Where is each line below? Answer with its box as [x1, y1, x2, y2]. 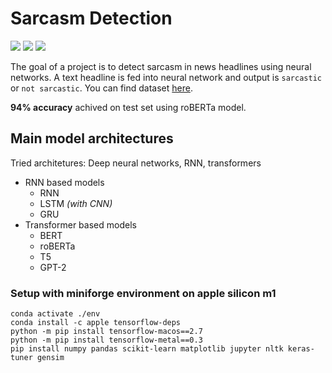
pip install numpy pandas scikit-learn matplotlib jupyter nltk [10, 344, 284, 354]
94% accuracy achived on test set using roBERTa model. [10, 101, 247, 113]
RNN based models [24, 176, 105, 188]
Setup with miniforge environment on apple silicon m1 [10, 286, 277, 300]
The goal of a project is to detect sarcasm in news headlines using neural [10, 60, 312, 72]
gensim [36, 353, 65, 363]
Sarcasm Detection [10, 7, 173, 30]
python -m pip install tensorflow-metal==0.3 [10, 335, 203, 346]
